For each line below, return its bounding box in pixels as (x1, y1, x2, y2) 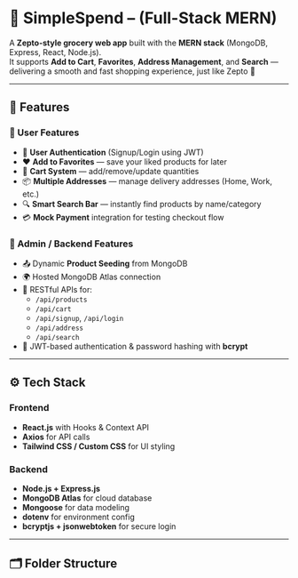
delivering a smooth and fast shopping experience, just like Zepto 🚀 (9, 66, 255, 76)
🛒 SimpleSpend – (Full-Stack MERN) (9, 8, 278, 28)
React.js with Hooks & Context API (21, 421, 149, 432)
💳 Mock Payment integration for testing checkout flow (21, 212, 224, 222)
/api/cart (35, 304, 73, 314)
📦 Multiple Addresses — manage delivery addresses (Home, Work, (21, 175, 273, 186)
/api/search (35, 333, 80, 341)
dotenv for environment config (21, 511, 135, 522)
